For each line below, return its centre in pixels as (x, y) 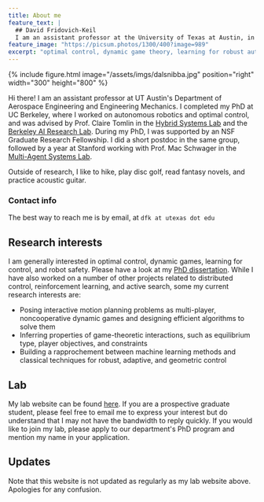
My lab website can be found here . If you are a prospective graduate (119, 404)
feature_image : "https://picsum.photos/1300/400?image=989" (109, 45)
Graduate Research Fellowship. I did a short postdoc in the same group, (124, 140)
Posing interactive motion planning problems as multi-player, (117, 310)
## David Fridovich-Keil (56, 30)
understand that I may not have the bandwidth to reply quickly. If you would (130, 420)
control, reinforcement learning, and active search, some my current (119, 286)
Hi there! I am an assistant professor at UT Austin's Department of (115, 98)
